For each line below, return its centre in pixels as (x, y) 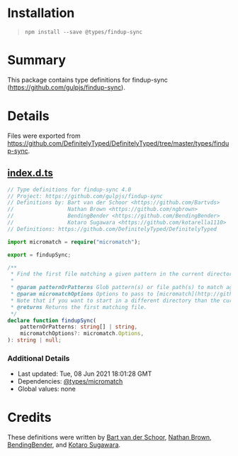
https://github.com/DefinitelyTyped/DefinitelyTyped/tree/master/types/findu (118, 143)
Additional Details (39, 358)
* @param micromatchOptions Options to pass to (82, 294)
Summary (36, 60)
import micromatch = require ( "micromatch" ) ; (74, 242)
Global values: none (46, 389)
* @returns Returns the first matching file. (79, 307)
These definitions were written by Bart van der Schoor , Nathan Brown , (109, 438)
